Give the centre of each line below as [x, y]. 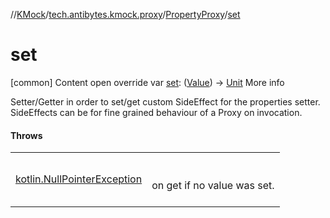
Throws [26, 135]
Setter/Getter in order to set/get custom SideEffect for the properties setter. [165, 101]
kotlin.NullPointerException [79, 179]
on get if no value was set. [213, 186]
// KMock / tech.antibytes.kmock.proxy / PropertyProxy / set [125, 14]
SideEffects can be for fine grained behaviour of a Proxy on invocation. [156, 112]
